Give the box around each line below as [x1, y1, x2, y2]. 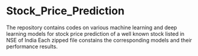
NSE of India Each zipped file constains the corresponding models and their [6, 36, 193, 43]
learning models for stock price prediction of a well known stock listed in [6, 30, 185, 37]
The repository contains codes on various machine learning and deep [6, 24, 177, 31]
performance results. [6, 43, 58, 50]
